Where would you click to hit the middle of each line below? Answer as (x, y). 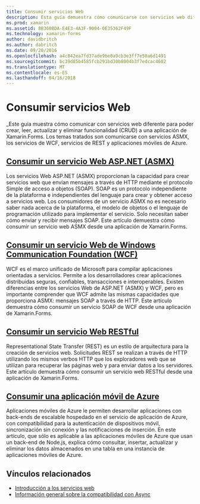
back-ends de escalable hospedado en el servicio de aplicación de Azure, (97, 417)
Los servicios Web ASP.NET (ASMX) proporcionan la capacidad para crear (98, 176)
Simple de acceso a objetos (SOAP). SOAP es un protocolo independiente (96, 189)
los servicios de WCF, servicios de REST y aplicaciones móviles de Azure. (97, 143)
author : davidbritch (32, 39)
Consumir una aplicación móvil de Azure (83, 396)
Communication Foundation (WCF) (72, 254)
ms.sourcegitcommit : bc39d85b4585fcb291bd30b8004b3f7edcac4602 (86, 61)
